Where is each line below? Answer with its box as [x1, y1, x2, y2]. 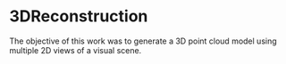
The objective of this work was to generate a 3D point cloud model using [9, 36, 277, 46]
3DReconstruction [9, 6, 148, 27]
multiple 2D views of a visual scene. [9, 44, 142, 55]
